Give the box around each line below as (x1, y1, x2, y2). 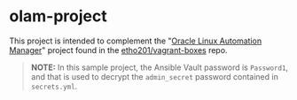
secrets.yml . (30, 81, 78, 91)
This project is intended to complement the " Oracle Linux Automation (9, 35, 262, 46)
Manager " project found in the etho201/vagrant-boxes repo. (9, 44, 228, 55)
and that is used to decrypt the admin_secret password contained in (30, 71, 279, 81)
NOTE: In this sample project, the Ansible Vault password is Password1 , (30, 62, 289, 73)
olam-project (9, 6, 108, 27)
